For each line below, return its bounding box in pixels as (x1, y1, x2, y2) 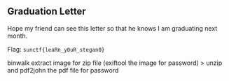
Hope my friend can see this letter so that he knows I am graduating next (7, 24, 218, 32)
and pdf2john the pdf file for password (7, 66, 119, 74)
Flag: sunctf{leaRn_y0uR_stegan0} (7, 45, 105, 53)
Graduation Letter (7, 6, 86, 17)
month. (7, 31, 28, 40)
